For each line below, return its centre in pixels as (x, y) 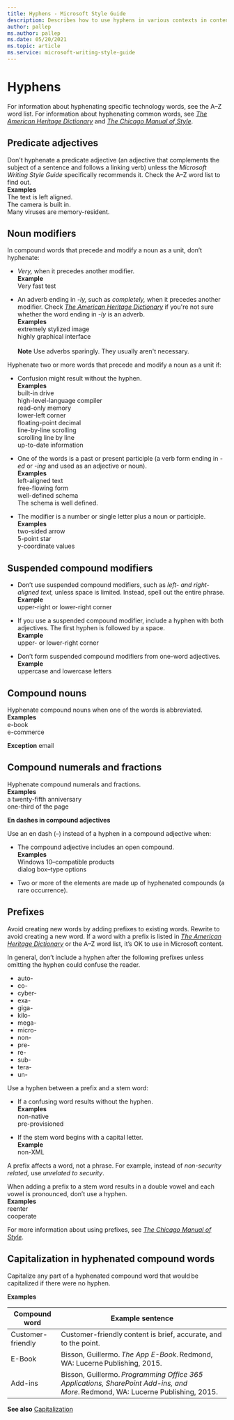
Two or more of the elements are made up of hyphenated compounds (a (121, 883)
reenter (18, 1208)
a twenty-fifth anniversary (45, 799)
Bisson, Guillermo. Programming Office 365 (132, 1374)
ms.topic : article (34, 46)
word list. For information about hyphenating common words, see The (107, 114)
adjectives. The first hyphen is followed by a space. (91, 628)
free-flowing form (43, 488)
